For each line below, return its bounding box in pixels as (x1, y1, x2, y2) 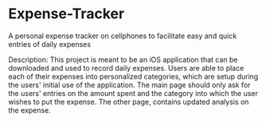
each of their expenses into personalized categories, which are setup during (8, 71, 259, 81)
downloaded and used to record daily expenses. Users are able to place (8, 63, 244, 72)
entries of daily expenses (8, 39, 92, 48)
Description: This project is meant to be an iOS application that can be (8, 55, 238, 64)
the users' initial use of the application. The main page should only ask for (8, 80, 251, 90)
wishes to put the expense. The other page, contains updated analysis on (8, 97, 249, 106)
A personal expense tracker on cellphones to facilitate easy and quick (8, 31, 237, 40)
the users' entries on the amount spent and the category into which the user (8, 88, 259, 98)
